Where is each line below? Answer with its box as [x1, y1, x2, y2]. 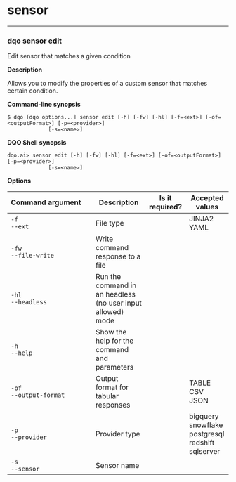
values [195, 202, 219, 212]
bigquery [189, 412, 219, 422]
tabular [96, 391, 119, 401]
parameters [96, 363, 134, 372]
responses [96, 400, 131, 410]
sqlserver [189, 447, 221, 457]
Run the [96, 272, 122, 282]
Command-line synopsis [7, 100, 81, 109]
